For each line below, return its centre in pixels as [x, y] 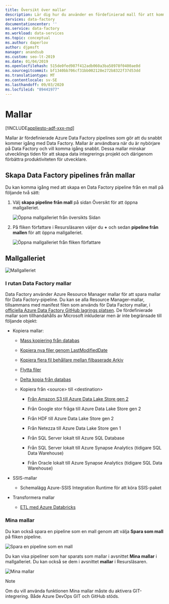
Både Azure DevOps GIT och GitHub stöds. [75, 596]
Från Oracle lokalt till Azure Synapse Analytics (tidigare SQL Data [95, 463]
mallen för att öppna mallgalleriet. [48, 233]
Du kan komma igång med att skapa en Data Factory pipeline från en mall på [84, 187]
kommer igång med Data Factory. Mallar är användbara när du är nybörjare [83, 143]
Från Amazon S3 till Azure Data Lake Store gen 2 [78, 399]
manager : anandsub [24, 52]
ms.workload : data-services [35, 33]
